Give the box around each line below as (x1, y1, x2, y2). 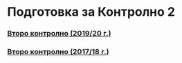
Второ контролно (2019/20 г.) (7, 29, 111, 38)
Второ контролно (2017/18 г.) (7, 47, 109, 57)
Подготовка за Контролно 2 (7, 4, 175, 20)
